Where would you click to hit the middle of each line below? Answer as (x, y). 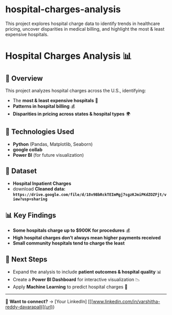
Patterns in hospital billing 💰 (44, 106)
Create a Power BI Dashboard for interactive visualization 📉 (76, 280)
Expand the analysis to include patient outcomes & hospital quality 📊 (87, 272)
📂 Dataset (21, 171)
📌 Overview (24, 78)
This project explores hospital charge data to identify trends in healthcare (83, 23)
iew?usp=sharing (30, 199)
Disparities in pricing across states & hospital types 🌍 (71, 114)
